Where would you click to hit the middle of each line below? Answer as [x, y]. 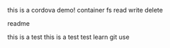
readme [19, 23]
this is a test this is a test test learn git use [68, 37]
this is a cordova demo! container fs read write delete [85, 10]
